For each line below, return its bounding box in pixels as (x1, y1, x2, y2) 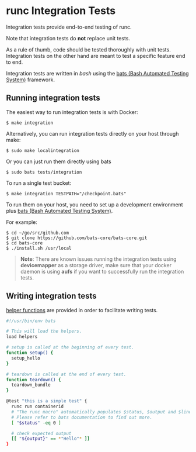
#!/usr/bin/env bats (6, 318, 57, 324)
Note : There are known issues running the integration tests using (20, 256, 177, 263)
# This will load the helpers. (6, 329, 82, 334)
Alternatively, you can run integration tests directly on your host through (6, 130, 179, 137)
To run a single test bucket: (6, 180, 72, 187)
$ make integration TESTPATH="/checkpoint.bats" (6, 191, 127, 196)
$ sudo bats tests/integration (6, 169, 82, 175)
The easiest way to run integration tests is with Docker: (6, 108, 138, 115)
